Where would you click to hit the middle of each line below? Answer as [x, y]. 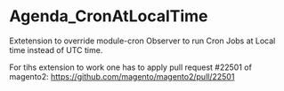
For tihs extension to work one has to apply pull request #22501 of [130, 67]
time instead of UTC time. [56, 49]
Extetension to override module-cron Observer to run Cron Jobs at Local [142, 41]
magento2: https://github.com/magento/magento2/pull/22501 [122, 76]
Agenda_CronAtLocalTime [109, 16]
